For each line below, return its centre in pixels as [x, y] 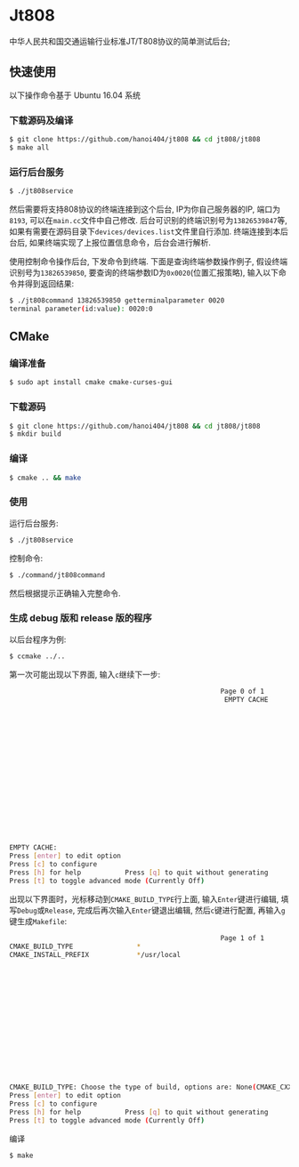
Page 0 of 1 [242, 691]
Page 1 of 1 [242, 938]
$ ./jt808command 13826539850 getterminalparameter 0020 [117, 300]
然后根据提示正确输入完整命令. [65, 593]
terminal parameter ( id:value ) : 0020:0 [81, 309]
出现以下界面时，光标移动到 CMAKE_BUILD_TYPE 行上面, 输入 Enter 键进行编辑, [144, 898]
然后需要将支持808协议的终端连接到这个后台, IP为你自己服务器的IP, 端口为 [145, 209]
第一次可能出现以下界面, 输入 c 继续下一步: [85, 674]
